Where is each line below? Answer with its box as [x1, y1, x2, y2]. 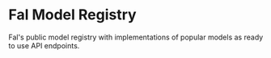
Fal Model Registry [8, 6, 137, 24]
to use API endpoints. [8, 40, 80, 50]
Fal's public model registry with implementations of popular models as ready [8, 32, 264, 42]
